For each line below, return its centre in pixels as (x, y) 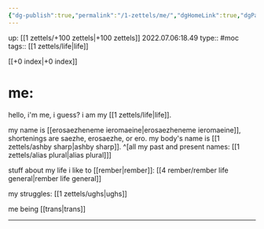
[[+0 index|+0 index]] (43, 61)
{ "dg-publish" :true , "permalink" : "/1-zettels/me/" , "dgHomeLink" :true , (125, 15)
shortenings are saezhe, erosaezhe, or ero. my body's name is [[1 (114, 138)
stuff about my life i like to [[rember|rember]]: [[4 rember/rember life (119, 170)
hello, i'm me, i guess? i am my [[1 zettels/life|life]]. (90, 114)
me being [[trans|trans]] (47, 209)
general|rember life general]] (55, 178)
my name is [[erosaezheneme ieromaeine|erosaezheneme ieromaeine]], (125, 129)
